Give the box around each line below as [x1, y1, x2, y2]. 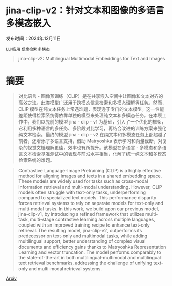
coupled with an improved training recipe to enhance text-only [18, 221, 150, 228]
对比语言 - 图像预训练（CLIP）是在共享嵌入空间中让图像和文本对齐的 [18, 93, 163, 99]
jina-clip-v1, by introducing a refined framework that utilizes [18, 211, 145, 217]
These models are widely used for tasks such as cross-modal [18, 178, 148, 185]
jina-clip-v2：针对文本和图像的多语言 [6, 5, 164, 16]
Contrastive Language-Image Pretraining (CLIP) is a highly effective [18, 167, 161, 173]
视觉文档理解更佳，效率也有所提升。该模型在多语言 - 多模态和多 [27, 144, 163, 150]
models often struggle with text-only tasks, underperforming [18, 189, 146, 195]
